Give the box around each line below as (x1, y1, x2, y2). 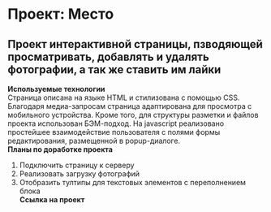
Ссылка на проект (19, 195, 85, 204)
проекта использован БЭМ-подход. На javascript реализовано (7, 119, 225, 128)
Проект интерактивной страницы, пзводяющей (7, 37, 263, 51)
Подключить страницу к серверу (19, 160, 135, 170)
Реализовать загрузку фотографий (19, 169, 140, 179)
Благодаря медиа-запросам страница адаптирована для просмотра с (7, 102, 252, 110)
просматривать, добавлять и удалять (7, 50, 210, 63)
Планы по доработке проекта (7, 145, 113, 154)
